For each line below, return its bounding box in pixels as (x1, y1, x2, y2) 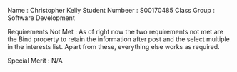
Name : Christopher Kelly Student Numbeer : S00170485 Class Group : (7, 6, 216, 14)
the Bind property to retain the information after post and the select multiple (7, 35, 230, 43)
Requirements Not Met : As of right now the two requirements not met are (7, 28, 223, 36)
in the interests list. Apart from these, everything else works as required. (7, 43, 220, 51)
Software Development (7, 14, 75, 22)
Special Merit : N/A (7, 56, 63, 65)
